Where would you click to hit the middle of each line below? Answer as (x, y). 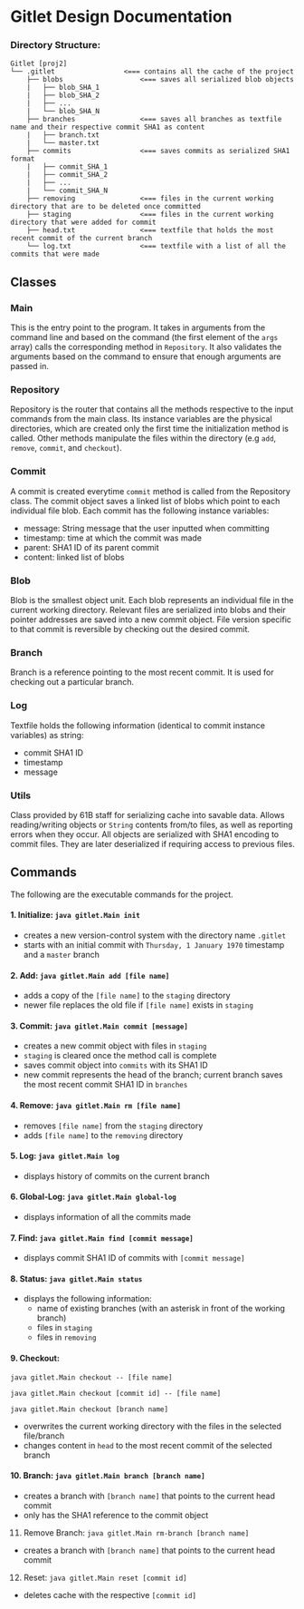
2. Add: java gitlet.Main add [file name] (90, 975)
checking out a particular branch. (72, 682)
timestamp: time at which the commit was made (113, 538)
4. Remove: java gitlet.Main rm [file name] (96, 1105)
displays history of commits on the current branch (117, 1175)
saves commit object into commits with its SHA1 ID (116, 1065)
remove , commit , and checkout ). (66, 448)
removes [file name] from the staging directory (113, 1126)
